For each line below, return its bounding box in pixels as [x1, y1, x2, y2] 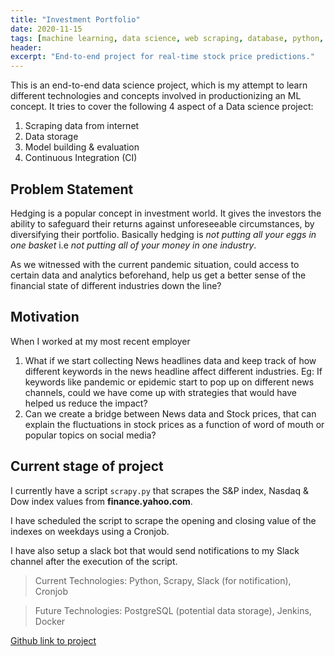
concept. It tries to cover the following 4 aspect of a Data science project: [10, 101, 314, 113]
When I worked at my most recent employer [10, 335, 191, 347]
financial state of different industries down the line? [10, 279, 222, 291]
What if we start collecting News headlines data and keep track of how [24, 354, 317, 366]
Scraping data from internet [24, 120, 140, 132]
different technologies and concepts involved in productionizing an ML [10, 90, 302, 102]
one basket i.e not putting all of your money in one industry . [10, 239, 257, 251]
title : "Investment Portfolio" [10, 14, 141, 25]
